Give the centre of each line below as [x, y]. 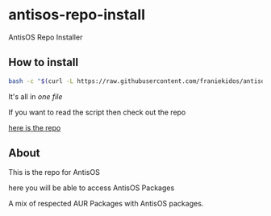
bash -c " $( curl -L [41, 81]
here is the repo [35, 127]
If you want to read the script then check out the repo [97, 112]
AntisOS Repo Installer [46, 37]
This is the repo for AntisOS [54, 172]
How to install [44, 62]
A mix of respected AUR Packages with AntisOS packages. [106, 204]
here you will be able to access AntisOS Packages [92, 188]
